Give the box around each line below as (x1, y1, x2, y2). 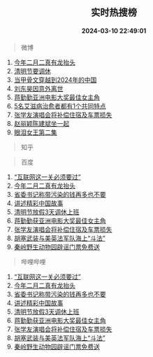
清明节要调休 (13, 66, 51, 75)
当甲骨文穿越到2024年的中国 (13, 76, 97, 84)
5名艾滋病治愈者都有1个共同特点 (13, 101, 106, 110)
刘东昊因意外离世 (13, 84, 64, 92)
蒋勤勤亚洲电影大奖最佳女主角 (13, 93, 100, 101)
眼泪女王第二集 (13, 128, 57, 136)
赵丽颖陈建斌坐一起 (13, 119, 70, 127)
